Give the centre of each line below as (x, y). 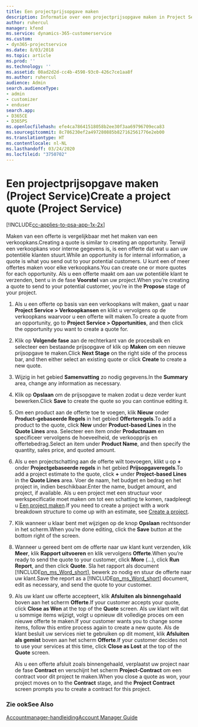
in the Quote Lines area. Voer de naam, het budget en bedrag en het (98, 480)
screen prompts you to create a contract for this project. (83, 689)
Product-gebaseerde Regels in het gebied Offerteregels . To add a (95, 419)
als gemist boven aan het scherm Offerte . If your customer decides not (101, 640)
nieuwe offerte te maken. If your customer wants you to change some (98, 621)
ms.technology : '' (29, 66)
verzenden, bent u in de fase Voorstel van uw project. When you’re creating (98, 280)
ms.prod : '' (21, 61)
